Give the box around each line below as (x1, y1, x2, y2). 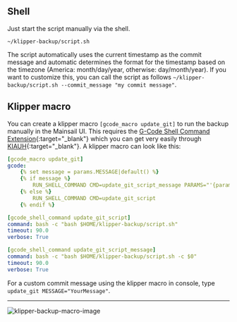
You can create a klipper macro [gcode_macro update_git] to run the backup (7, 119, 229, 128)
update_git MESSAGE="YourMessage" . (7, 286, 111, 295)
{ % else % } (20, 188, 52, 195)
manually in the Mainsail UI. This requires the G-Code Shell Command (7, 127, 210, 135)
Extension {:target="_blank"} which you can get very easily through (7, 134, 202, 143)
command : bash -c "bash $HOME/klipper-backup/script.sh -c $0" (7, 253, 197, 260)
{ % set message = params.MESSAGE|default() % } (20, 168, 159, 175)
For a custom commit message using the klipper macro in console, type (7, 278, 215, 287)
